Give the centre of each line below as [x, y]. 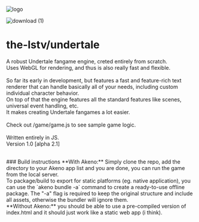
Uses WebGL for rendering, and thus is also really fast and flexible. [88, 67]
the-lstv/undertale [53, 45]
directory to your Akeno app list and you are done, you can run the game [96, 168]
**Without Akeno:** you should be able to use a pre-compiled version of [96, 206]
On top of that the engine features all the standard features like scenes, [94, 99]
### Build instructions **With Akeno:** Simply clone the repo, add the [93, 162]
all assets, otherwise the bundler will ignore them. [67, 199]
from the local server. [33, 174]
